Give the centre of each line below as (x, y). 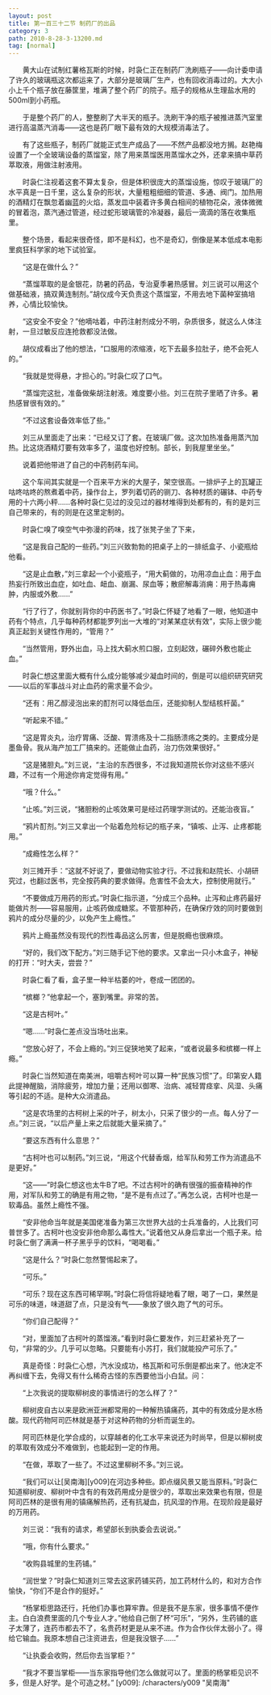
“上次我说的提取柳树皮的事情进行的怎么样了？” (100, 1393)
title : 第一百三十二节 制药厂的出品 (62, 23)
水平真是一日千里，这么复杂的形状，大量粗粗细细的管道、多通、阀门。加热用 (135, 192)
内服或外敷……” (48, 594)
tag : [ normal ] (32, 46)
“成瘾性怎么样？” (50, 854)
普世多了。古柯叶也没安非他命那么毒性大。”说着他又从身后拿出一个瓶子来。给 (135, 1232)
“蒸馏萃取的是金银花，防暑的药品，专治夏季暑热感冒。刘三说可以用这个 (141, 284)
